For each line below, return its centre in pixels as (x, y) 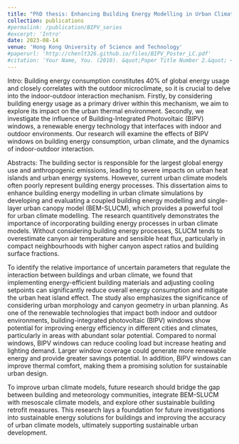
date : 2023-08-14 (33, 41)
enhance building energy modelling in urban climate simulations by (106, 192)
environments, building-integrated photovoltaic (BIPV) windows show (109, 320)
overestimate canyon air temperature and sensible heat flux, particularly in (116, 238)
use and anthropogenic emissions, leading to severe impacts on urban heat (118, 170)
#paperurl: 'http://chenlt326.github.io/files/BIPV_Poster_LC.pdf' (110, 54)
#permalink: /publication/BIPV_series (65, 27)
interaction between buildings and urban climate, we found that (100, 274)
